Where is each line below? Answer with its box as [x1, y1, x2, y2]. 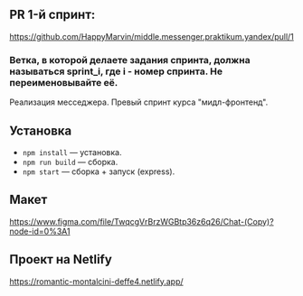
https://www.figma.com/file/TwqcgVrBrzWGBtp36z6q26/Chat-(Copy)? [9, 216, 274, 227]
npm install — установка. [22, 146, 122, 157]
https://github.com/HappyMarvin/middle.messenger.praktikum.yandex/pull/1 [9, 31, 294, 42]
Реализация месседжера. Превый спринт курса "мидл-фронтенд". [9, 97, 269, 107]
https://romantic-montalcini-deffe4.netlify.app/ [9, 275, 184, 287]
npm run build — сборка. [22, 156, 118, 167]
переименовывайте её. [9, 76, 118, 88]
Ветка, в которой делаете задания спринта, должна [9, 53, 251, 66]
